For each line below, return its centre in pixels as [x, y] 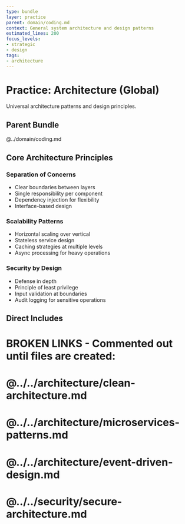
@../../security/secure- [64, 501]
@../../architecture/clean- [71, 383]
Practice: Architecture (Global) [83, 90]
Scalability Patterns [35, 221]
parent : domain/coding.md [38, 22]
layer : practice [26, 17]
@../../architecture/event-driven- [90, 462]
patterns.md [37, 435]
